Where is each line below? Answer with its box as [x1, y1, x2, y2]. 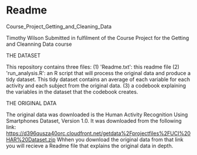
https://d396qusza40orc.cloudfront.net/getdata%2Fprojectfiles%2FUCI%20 [6, 130, 191, 137]
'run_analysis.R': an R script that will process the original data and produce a [6, 69, 191, 76]
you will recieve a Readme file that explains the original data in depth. [6, 142, 174, 149]
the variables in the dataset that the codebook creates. [6, 88, 138, 95]
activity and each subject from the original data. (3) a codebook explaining [6, 82, 186, 89]
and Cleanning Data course [6, 41, 72, 48]
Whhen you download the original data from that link [56, 136, 184, 143]
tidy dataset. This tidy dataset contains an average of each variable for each [6, 76, 191, 83]
